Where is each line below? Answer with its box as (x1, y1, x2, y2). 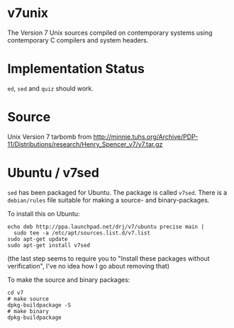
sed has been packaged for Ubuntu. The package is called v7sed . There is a (7, 188, 228, 196)
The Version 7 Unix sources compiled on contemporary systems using (7, 28, 213, 37)
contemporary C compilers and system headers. (7, 35, 149, 44)
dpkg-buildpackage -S (7, 301, 72, 309)
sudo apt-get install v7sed (7, 242, 91, 249)
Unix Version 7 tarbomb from (7, 132, 92, 141)
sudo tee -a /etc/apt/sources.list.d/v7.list (13, 229, 151, 237)
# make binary (7, 307, 50, 315)
